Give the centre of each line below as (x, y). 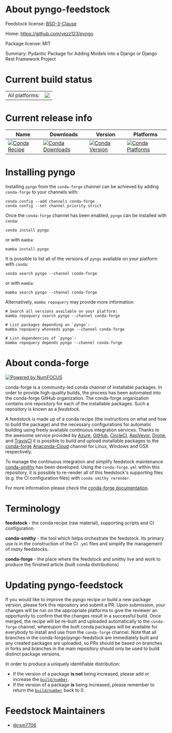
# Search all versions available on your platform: (61, 311)
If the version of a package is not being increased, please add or (81, 673)
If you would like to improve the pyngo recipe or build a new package (78, 599)
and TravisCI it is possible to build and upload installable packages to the (82, 441)
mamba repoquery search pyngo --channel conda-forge (63, 316)
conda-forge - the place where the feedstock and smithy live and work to (83, 559)
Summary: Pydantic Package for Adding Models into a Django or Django (81, 53)
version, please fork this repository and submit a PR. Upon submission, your (85, 605)
